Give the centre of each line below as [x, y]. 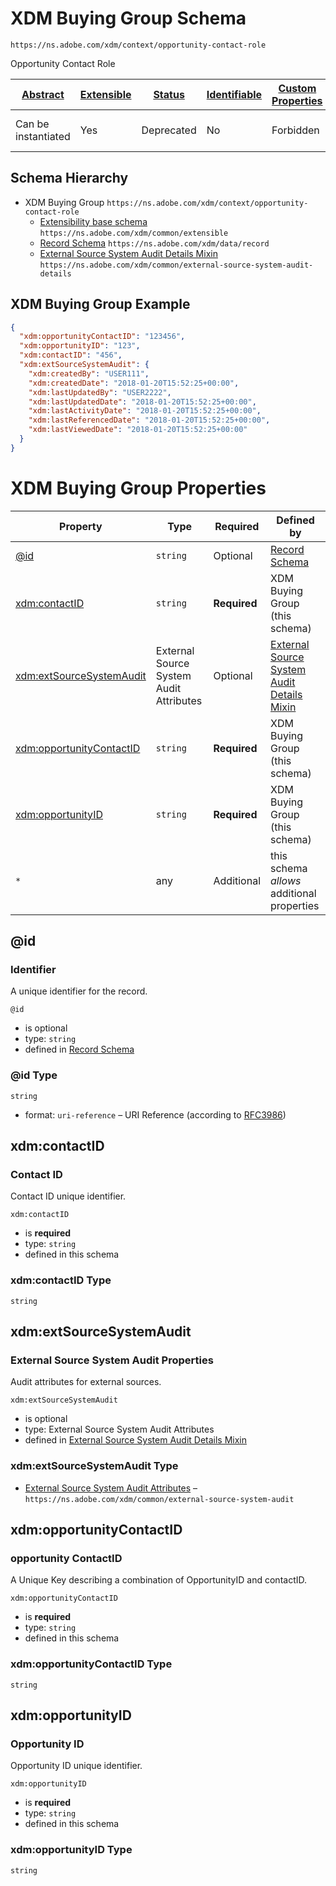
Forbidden [295, 130]
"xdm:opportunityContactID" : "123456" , [102, 337]
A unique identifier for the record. [79, 991]
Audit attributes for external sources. [86, 1382]
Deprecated [169, 130]
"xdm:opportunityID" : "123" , [80, 346]
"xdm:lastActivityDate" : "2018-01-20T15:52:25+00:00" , [145, 411]
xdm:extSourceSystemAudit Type [94, 1466]
